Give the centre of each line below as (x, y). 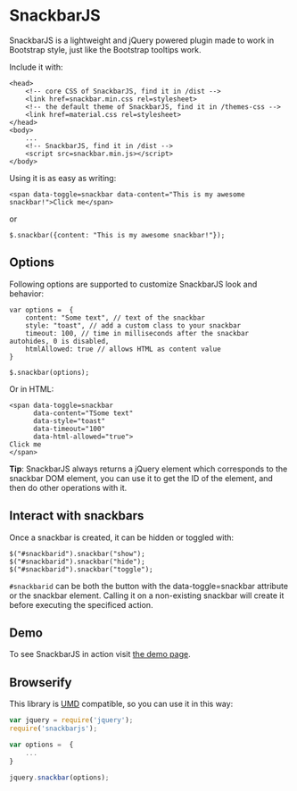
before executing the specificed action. (81, 604)
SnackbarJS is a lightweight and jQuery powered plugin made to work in (142, 40)
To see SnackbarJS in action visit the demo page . (100, 654)
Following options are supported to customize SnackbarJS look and (133, 284)
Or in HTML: (32, 388)
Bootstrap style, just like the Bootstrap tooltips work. (105, 49)
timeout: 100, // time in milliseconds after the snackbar (137, 333)
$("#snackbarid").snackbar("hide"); (77, 562)
